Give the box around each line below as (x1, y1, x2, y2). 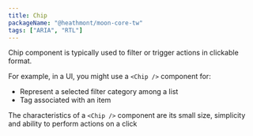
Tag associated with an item (19, 96, 111, 105)
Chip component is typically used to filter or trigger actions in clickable (8, 48, 239, 58)
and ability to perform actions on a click (8, 119, 138, 129)
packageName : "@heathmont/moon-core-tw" (8, 19, 144, 27)
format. (8, 56, 32, 66)
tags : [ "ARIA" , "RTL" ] (8, 26, 83, 34)
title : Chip (8, 11, 47, 20)
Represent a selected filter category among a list (19, 87, 179, 96)
